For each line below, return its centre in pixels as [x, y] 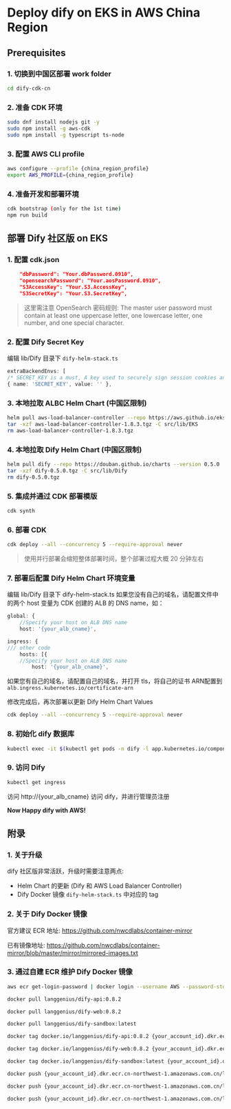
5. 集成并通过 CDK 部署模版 [52, 496]
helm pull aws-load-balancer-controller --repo [77, 418]
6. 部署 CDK [27, 530]
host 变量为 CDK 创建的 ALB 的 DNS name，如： [95, 603]
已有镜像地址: [26, 945]
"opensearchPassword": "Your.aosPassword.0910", [90, 281]
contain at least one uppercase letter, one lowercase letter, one [113, 315]
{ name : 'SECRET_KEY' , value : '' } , [59, 384]
